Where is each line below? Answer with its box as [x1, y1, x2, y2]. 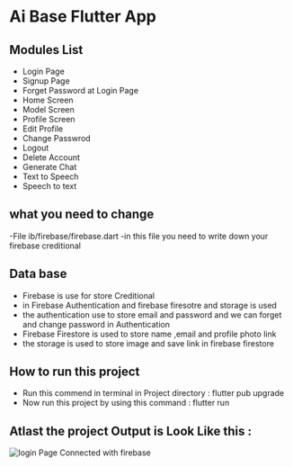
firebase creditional [9, 240, 81, 251]
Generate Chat [22, 162, 77, 172]
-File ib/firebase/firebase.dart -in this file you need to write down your [9, 230, 269, 241]
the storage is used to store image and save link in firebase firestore [22, 337, 274, 348]
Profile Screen [22, 114, 75, 124]
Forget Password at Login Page [22, 85, 139, 95]
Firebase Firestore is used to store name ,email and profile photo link [22, 328, 277, 339]
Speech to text [22, 181, 77, 191]
